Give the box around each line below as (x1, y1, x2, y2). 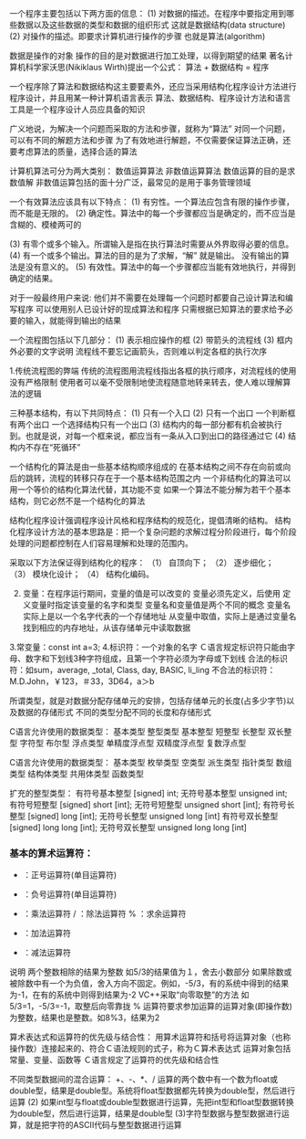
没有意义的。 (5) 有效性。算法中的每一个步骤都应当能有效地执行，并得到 (25, 261, 296, 272)
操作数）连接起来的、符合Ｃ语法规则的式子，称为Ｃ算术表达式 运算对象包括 (9, 1043, 291, 1054)
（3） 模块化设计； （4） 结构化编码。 (9, 569, 155, 579)
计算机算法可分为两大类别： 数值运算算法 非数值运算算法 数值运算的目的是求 (9, 165, 296, 176)
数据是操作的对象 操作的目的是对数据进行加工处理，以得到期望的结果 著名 (9, 50, 285, 61)
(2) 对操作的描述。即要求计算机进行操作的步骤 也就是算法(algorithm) (9, 31, 266, 41)
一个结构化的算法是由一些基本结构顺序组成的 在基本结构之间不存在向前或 (9, 461, 283, 472)
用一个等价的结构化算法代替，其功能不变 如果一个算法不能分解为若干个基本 (9, 484, 291, 495)
